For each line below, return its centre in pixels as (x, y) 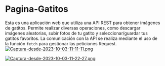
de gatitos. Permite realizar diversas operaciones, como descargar (73, 28)
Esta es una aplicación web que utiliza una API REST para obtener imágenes (83, 23)
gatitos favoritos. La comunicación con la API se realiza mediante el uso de (81, 38)
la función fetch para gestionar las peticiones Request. (61, 43)
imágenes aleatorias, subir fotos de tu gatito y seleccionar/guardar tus (77, 33)
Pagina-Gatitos (37, 9)
